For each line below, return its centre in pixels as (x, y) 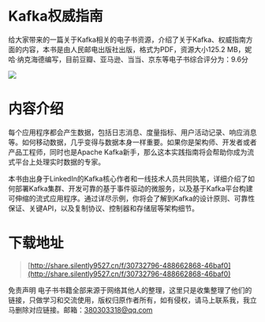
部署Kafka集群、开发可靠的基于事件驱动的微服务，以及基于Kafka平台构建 (134, 188)
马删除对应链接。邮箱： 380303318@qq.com (80, 309)
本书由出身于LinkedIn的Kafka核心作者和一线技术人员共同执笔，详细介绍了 (128, 178)
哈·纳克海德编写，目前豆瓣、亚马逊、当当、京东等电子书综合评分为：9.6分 (128, 59)
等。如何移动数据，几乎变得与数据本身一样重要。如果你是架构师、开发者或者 (132, 142)
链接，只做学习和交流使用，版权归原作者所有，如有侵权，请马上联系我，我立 (132, 300)
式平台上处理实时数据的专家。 (56, 162)
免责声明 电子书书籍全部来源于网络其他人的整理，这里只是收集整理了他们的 (130, 290)
